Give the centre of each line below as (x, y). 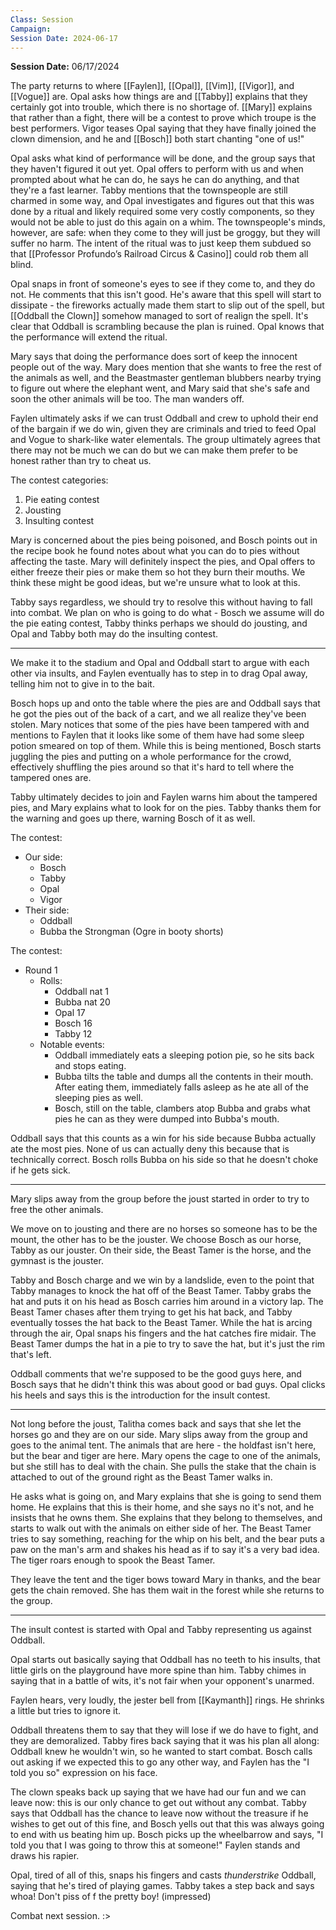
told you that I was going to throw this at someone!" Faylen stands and (155, 1845)
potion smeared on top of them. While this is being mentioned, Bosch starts (166, 746)
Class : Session (42, 19)
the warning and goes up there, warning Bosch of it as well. (133, 818)
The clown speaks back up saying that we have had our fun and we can (158, 1792)
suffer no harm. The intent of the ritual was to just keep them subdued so (161, 243)
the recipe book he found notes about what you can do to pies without (155, 551)
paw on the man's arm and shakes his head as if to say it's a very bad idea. (165, 1550)
